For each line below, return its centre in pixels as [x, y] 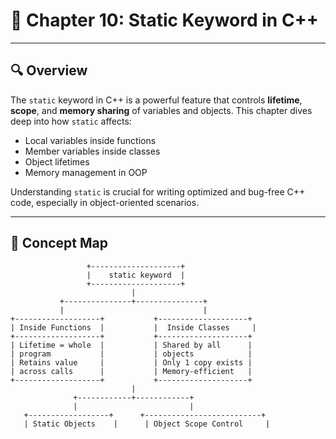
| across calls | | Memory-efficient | [131, 371]
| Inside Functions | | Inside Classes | [133, 327]
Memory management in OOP [86, 172]
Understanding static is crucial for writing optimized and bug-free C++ [158, 191]
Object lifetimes [57, 161]
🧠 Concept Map [59, 243]
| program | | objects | [131, 354]
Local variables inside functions [90, 140]
